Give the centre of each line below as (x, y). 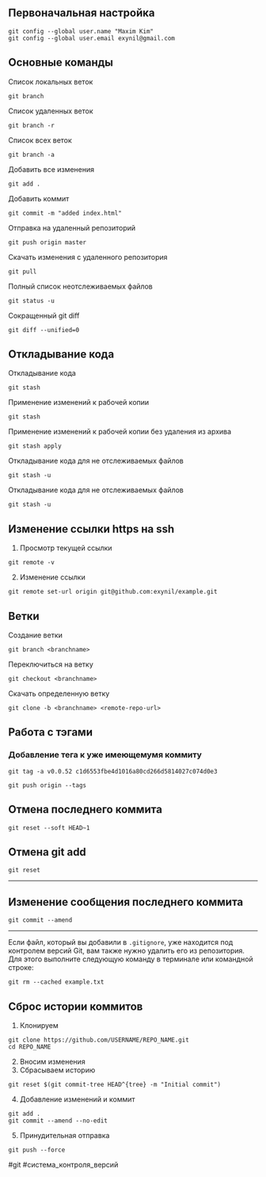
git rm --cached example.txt (56, 982)
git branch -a (32, 155)
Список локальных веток (51, 82)
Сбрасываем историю (57, 1070)
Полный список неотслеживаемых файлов (80, 286)
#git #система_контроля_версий (63, 1165)
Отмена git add (47, 852)
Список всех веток (40, 140)
